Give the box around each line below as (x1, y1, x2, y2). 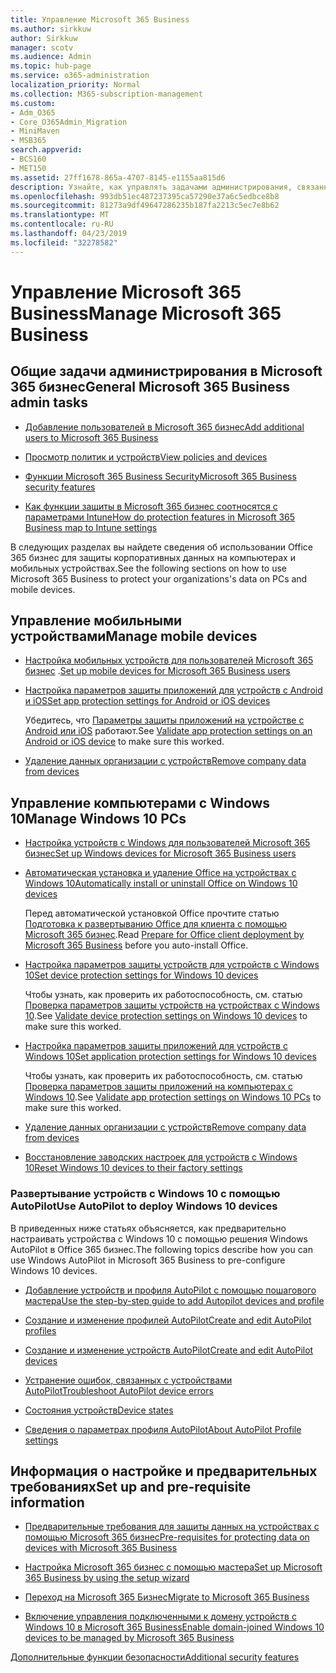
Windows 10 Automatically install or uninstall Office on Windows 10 (24, 877, 298, 890)
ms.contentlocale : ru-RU (10, 219, 114, 230)
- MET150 (10, 163, 47, 173)
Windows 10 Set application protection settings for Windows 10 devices (24, 1051, 317, 1063)
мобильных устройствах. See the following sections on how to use (10, 562, 288, 574)
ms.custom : (10, 98, 56, 108)
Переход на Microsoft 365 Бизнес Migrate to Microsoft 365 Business (24, 1591, 310, 1603)
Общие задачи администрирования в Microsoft (10, 363, 323, 380)
